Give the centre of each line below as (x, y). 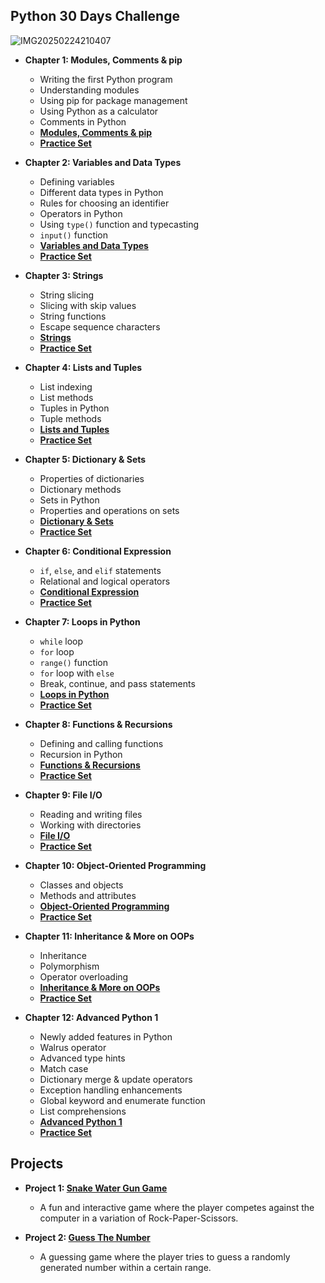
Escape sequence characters (100, 326)
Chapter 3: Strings (64, 275)
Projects (37, 1164)
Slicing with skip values (88, 305)
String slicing (67, 295)
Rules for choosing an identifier (104, 203)
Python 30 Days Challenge (95, 16)
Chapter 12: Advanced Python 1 (91, 1017)
